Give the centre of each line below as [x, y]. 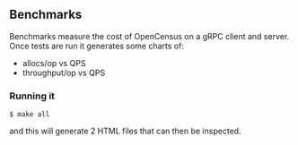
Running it [32, 96]
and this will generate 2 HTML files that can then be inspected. [125, 131]
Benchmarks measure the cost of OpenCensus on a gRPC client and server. [149, 36]
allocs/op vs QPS [54, 63]
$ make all [30, 115]
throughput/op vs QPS [64, 72]
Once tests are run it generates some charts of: [96, 46]
